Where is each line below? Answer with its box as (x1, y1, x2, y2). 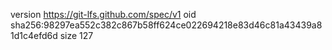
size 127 (59, 30, 94, 41)
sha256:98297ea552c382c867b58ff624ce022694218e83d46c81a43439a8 (10, 19, 323, 31)
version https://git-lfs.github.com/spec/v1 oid (10, 9, 197, 20)
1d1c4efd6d (10, 30, 58, 41)
